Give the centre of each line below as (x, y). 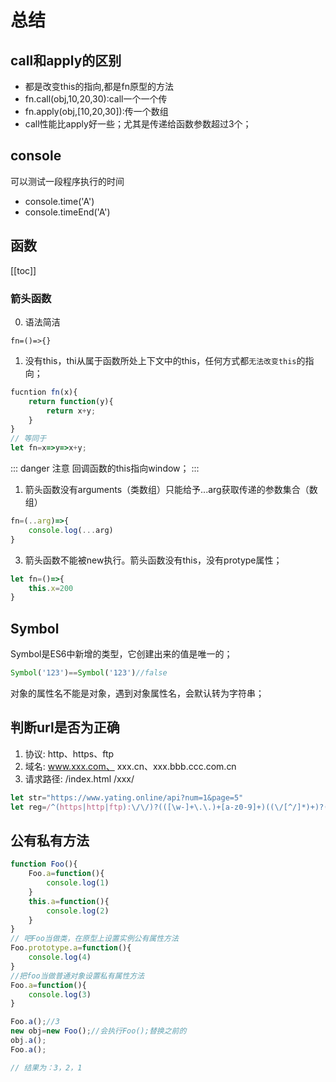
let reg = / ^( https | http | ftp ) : (71, 807)
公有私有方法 (50, 840)
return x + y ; (71, 411)
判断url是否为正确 (65, 727)
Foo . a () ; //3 (35, 1022)
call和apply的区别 (66, 60)
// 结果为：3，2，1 (46, 1067)
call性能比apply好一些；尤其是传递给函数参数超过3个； (138, 124)
